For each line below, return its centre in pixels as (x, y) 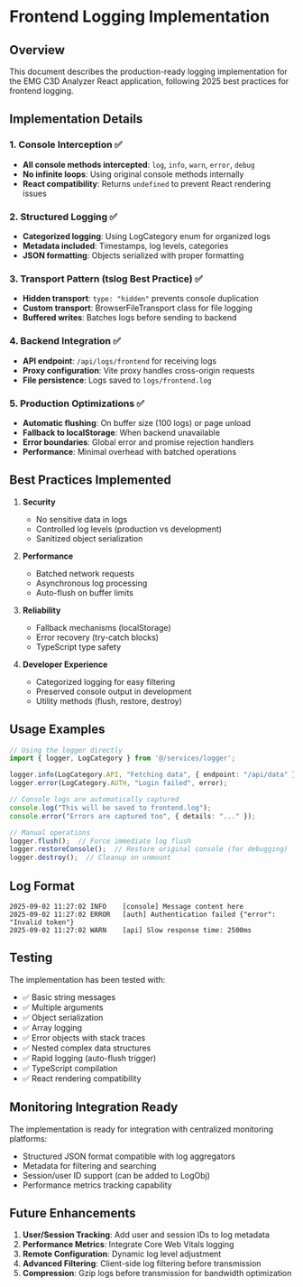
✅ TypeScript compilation (70, 1068)
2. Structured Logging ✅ (64, 217)
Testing (31, 958)
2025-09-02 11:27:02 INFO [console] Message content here (127, 906)
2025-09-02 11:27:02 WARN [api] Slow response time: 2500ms (131, 930)
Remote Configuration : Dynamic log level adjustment (122, 1254)
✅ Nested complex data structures (87, 1048)
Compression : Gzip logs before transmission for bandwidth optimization (157, 1273)
